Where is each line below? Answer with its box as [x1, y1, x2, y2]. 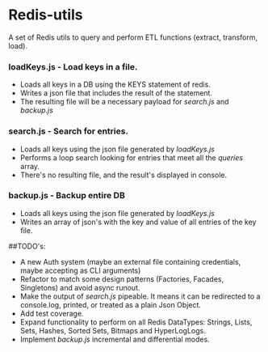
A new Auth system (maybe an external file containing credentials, [19, 257, 241, 266]
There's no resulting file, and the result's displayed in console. [19, 170, 228, 180]
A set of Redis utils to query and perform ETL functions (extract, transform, [8, 32, 258, 42]
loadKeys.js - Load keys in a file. [8, 61, 138, 72]
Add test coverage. [19, 308, 84, 318]
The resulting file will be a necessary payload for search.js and [19, 97, 229, 107]
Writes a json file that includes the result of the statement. [19, 88, 212, 98]
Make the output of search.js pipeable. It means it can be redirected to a [19, 291, 261, 301]
